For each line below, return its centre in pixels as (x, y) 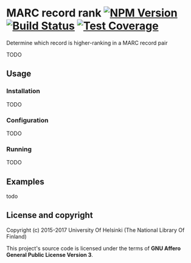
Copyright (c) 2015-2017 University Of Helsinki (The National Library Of (95, 230)
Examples (25, 182)
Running (19, 149)
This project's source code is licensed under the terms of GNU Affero (94, 248)
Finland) (17, 236)
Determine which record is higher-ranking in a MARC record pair (87, 43)
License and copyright (50, 215)
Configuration (27, 120)
